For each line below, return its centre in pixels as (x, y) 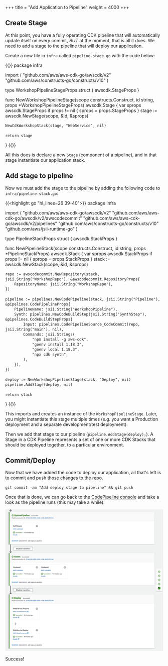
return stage (19, 136)
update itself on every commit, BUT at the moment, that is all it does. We (80, 40)
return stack (19, 395)
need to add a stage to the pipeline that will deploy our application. (74, 46)
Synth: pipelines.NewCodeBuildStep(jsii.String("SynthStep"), (80, 314)
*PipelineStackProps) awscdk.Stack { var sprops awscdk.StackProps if (79, 254)
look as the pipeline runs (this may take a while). (55, 502)
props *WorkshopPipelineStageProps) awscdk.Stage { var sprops (73, 105)
